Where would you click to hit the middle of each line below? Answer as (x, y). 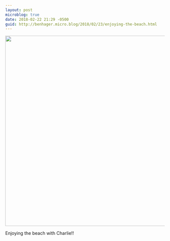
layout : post (19, 10)
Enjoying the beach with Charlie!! (40, 233)
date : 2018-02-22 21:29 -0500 (37, 19)
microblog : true (22, 15)
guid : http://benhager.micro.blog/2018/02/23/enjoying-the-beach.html (81, 24)
